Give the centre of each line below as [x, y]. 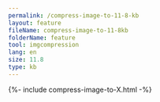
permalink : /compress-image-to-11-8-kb [74, 15]
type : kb [22, 67]
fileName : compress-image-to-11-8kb [68, 30]
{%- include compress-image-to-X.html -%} [80, 89]
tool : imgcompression [44, 45]
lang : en [22, 52]
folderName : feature [42, 38]
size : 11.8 [26, 60]
